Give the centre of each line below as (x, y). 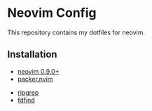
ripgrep (28, 92)
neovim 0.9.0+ (38, 71)
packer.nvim (35, 79)
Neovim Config (52, 13)
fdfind (26, 100)
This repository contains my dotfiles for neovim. (76, 32)
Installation (32, 54)
